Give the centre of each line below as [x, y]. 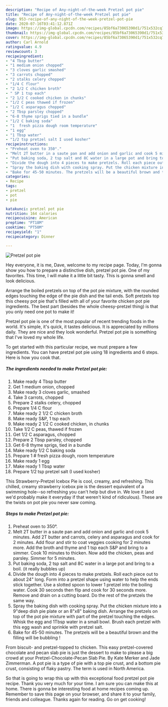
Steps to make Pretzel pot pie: [37, 514]
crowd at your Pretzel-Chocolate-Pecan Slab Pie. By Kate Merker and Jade [83, 658]
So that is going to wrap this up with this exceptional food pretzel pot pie [80, 678]
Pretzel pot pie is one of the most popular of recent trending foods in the [80, 321]
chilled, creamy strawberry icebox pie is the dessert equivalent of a [75, 486]
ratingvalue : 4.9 [24, 47]
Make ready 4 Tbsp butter [40, 381]
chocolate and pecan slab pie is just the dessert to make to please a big [79, 652]
